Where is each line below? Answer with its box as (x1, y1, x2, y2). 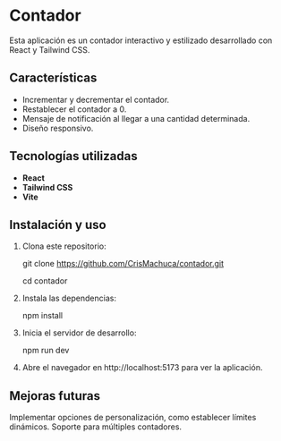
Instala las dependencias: (21, 293, 116, 304)
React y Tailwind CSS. (9, 44, 90, 55)
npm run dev (21, 345, 70, 356)
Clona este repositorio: (21, 241, 106, 251)
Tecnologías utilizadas (9, 148, 138, 164)
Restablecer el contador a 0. (21, 104, 127, 114)
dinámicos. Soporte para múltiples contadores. (9, 421, 182, 432)
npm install (21, 310, 64, 321)
